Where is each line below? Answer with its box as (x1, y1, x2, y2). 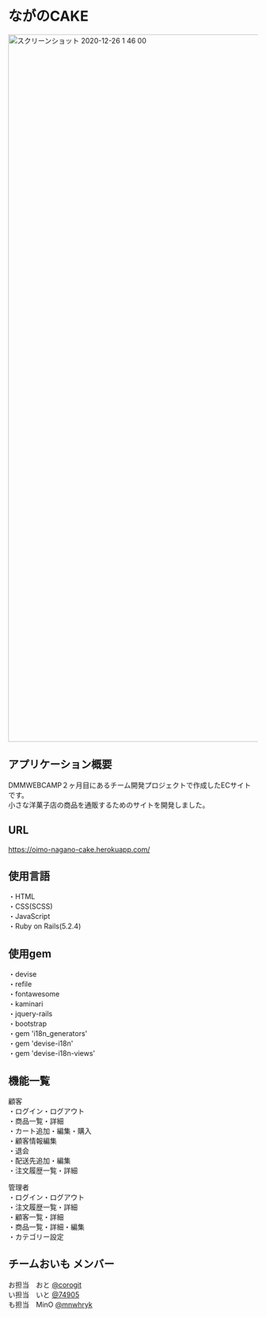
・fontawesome (8, 989, 60, 999)
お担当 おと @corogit (8, 1280, 82, 1289)
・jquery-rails (8, 1009, 53, 1019)
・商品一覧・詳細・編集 (8, 1222, 85, 1232)
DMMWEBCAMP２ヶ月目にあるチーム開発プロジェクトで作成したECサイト (8, 780, 252, 790)
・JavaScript (8, 912, 51, 921)
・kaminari (8, 999, 44, 1009)
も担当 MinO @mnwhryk (8, 1300, 93, 1309)
